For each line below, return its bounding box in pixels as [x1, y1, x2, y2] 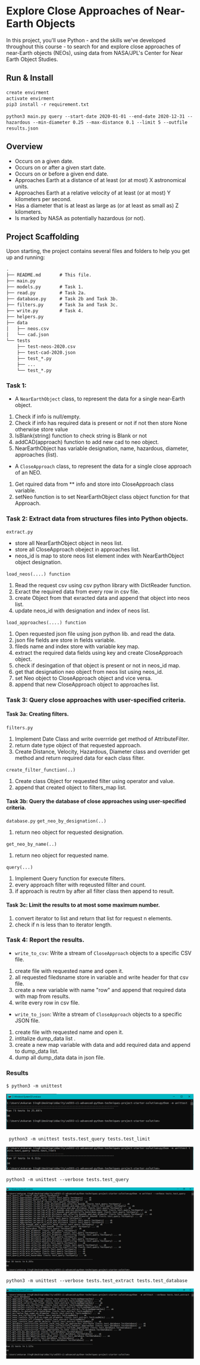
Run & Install [6, 73, 54, 83]
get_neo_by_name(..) [6, 842, 58, 848]
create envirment [6, 90, 49, 95]
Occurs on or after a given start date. [14, 164, 106, 171]
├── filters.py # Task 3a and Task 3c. [6, 302, 118, 308]
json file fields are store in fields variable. [14, 636, 116, 643]
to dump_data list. [14, 1047, 59, 1055]
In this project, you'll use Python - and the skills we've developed [6, 36, 165, 44]
